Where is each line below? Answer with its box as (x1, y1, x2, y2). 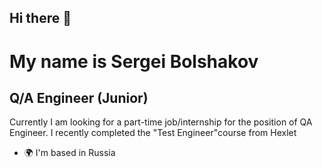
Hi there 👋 (9, 10, 72, 27)
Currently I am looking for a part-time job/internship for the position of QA (9, 116, 313, 128)
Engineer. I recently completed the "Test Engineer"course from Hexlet (9, 127, 297, 139)
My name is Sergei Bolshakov (9, 50, 259, 73)
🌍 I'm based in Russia (23, 147, 116, 159)
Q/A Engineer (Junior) (9, 89, 149, 106)
